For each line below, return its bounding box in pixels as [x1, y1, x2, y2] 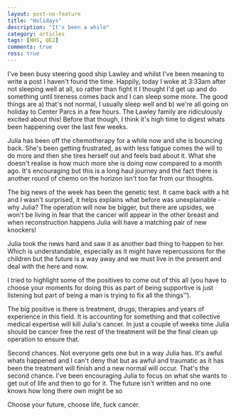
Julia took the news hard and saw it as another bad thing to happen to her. [7, 239, 225, 247]
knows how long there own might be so [7, 386, 123, 395]
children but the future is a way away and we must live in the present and [7, 254, 222, 263]
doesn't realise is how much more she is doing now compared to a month [7, 159, 222, 167]
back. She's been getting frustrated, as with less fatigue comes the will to [7, 144, 222, 152]
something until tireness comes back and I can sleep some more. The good [7, 92, 228, 100]
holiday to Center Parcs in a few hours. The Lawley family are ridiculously [7, 107, 222, 116]
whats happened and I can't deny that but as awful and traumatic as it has [7, 356, 224, 365]
